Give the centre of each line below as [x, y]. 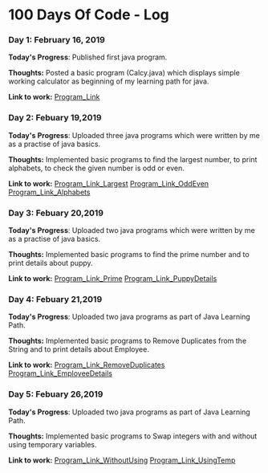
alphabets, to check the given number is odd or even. [96, 168]
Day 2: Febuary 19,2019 [55, 118]
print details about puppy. [51, 263]
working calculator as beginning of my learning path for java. [109, 81]
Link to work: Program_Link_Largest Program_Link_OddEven [109, 183]
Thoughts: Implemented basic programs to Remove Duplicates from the [128, 341]
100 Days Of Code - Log [89, 15]
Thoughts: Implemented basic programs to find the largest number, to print [133, 159]
